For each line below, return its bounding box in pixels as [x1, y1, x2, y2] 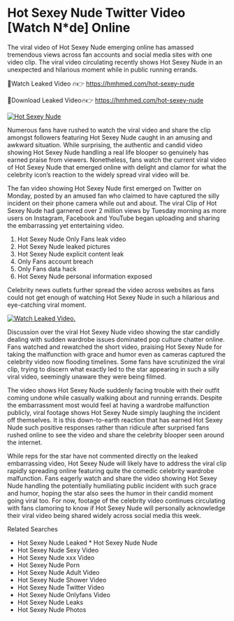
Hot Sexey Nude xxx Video [17, 553, 95, 561]
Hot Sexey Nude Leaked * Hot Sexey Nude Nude [17, 538, 158, 547]
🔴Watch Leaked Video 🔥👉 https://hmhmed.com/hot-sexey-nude [7, 79, 195, 88]
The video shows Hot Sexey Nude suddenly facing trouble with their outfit [7, 385, 220, 394]
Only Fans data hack [17, 264, 77, 273]
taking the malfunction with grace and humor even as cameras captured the [7, 350, 226, 358]
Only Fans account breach [17, 257, 94, 266]
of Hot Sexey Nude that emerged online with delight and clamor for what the [7, 163, 227, 171]
